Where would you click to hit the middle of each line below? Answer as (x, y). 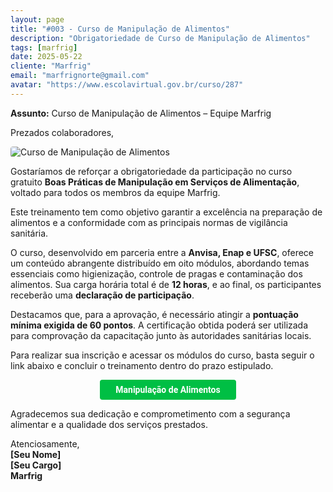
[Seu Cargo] (36, 465)
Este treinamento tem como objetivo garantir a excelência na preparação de (166, 212)
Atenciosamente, (45, 443)
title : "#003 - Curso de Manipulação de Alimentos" (120, 29)
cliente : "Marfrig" (51, 66)
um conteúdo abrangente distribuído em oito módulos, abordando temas (160, 263)
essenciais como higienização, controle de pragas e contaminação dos (156, 273)
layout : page (37, 19)
